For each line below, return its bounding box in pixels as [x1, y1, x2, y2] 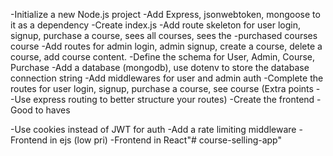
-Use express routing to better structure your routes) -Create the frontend [10, 94, 315, 105]
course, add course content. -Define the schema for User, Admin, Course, [10, 51, 316, 63]
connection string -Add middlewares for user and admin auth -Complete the [10, 72, 324, 84]
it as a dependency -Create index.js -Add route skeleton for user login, [10, 19, 302, 31]
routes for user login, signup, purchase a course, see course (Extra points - [10, 83, 321, 94]
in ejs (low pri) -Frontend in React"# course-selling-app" [49, 134, 282, 146]
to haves [34, 104, 71, 116]
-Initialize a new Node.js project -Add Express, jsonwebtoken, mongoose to [10, 9, 321, 20]
